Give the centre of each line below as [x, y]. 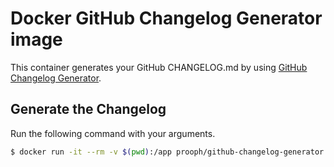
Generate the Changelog [88, 109]
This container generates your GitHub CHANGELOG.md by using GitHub [159, 67]
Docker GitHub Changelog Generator [166, 18]
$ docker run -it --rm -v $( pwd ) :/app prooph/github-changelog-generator [167, 152]
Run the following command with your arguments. [113, 133]
